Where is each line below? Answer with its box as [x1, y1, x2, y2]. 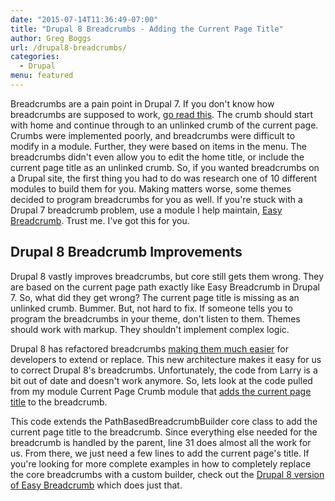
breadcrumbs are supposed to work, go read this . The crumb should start [10, 108, 314, 120]
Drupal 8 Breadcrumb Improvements [10, 244, 243, 261]
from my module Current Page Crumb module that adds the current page [10, 385, 312, 397]
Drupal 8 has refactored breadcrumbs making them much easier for [10, 342, 289, 355]
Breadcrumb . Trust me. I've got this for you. [10, 214, 190, 226]
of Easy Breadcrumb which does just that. [10, 479, 183, 491]
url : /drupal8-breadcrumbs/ [10, 42, 128, 53]
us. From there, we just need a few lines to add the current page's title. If [10, 447, 310, 459]
